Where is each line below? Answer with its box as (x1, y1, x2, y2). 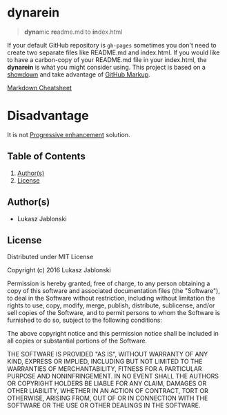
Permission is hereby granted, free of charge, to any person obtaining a (7, 279, 210, 287)
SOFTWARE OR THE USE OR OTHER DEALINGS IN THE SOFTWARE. (7, 401, 201, 409)
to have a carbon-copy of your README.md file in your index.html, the (7, 55, 207, 63)
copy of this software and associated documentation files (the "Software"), (7, 287, 221, 295)
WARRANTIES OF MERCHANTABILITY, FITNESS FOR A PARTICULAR (7, 365, 202, 373)
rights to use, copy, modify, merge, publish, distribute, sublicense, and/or (7, 301, 215, 310)
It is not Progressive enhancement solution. (7, 130, 130, 139)
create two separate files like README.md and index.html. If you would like (7, 48, 220, 57)
